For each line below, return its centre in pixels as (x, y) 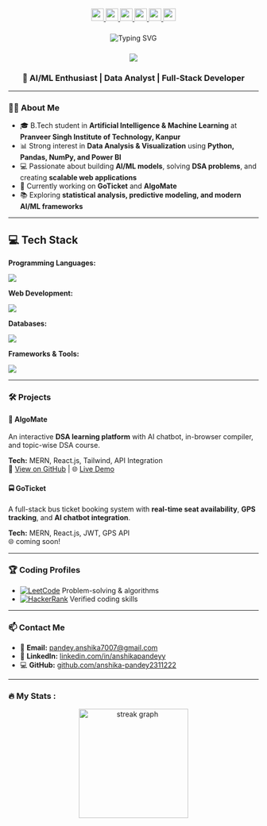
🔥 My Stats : (32, 697)
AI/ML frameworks (51, 206)
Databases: (28, 324)
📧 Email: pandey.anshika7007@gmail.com (89, 648)
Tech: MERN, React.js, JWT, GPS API (69, 533)
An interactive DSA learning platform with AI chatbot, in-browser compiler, (131, 437)
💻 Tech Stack (43, 239)
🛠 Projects (30, 397)
